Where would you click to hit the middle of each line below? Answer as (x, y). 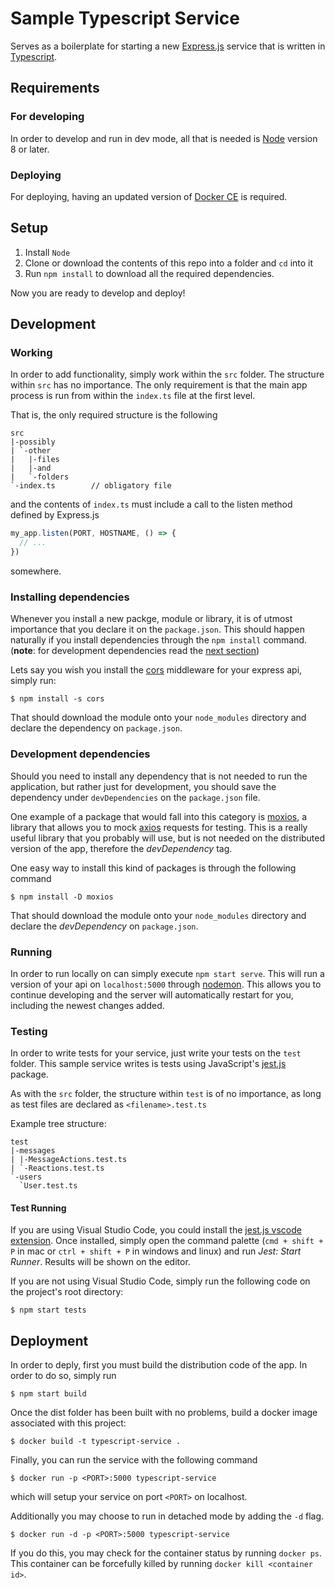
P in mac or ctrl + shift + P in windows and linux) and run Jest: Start (156, 1251)
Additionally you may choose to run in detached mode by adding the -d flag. (167, 1516)
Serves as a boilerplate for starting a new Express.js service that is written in (168, 46)
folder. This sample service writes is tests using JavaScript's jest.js (148, 1064)
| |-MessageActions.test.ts (69, 1160)
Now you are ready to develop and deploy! (98, 293)
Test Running (38, 1208)
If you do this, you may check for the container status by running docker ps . (166, 1553)
